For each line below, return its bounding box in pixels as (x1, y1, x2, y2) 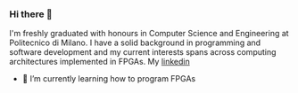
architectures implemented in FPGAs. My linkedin (9, 57, 190, 67)
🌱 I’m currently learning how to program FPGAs (21, 74, 196, 84)
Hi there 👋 (9, 8, 54, 20)
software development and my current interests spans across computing (9, 47, 277, 58)
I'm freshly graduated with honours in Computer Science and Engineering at (9, 28, 289, 39)
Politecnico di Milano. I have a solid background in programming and (9, 37, 261, 48)
